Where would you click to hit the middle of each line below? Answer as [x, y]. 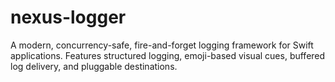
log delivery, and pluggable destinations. [94, 66]
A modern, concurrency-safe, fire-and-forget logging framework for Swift [162, 45]
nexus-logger [68, 17]
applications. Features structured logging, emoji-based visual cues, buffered [168, 55]
